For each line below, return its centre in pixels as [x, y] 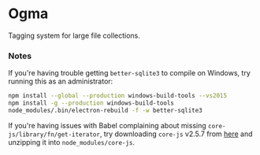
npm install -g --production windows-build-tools [91, 103]
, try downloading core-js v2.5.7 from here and [176, 134]
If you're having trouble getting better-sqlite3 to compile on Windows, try [129, 73]
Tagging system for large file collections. [74, 35]
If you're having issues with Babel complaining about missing [107, 125]
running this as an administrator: [61, 81]
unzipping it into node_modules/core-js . [72, 142]
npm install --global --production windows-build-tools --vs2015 [117, 96]
